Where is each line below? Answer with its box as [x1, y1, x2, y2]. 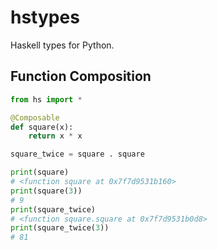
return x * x [28, 131, 83, 141]
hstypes [10, 6, 80, 29]
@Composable [10, 112, 60, 123]
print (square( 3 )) [10, 186, 83, 196]
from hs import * [10, 94, 83, 105]
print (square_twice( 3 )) [10, 223, 110, 233]
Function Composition [10, 68, 152, 85]
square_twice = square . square [10, 149, 145, 160]
